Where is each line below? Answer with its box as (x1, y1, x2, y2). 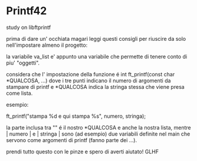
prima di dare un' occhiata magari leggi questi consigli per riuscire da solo (6, 35, 186, 42)
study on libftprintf (6, 24, 51, 31)
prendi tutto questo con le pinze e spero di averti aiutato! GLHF (6, 148, 159, 155)
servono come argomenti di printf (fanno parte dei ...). (6, 136, 137, 143)
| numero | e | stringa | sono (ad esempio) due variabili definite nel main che (6, 130, 191, 137)
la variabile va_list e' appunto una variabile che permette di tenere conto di (6, 53, 188, 60)
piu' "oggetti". (6, 59, 40, 66)
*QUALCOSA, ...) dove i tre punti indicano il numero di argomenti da (6, 77, 171, 84)
